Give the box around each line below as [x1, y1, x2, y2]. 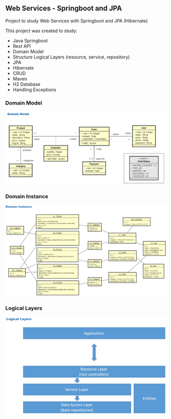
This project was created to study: [5, 28, 78, 34]
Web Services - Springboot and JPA [5, 4, 122, 13]
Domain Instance [5, 193, 49, 200]
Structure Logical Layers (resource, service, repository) [12, 54, 130, 60]
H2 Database [12, 81, 41, 87]
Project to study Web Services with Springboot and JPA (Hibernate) [5, 17, 148, 24]
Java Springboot [12, 37, 48, 44]
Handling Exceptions [12, 87, 56, 93]
